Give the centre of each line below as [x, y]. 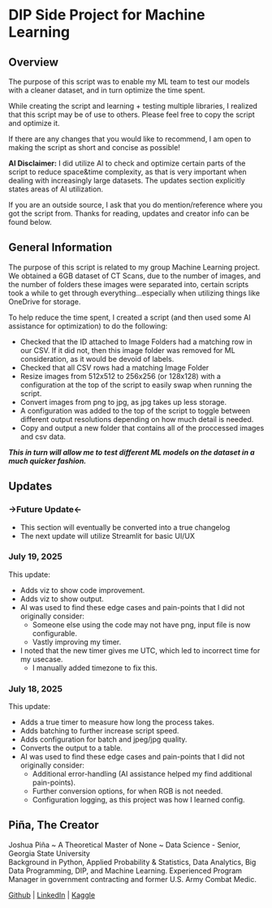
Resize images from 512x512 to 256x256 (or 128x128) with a [121, 376]
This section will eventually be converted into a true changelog [125, 527]
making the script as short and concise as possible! [95, 147]
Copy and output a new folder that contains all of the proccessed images [142, 428]
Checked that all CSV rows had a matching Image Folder [114, 368]
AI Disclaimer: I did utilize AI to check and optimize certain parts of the [127, 163]
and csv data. [43, 437]
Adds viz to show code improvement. [82, 590]
